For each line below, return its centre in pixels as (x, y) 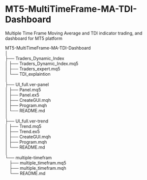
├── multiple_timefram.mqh (38, 168)
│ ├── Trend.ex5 (23, 131)
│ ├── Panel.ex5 (22, 95)
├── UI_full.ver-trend (27, 121)
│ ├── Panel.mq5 (23, 90)
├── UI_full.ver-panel (27, 84)
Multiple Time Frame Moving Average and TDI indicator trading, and (74, 33)
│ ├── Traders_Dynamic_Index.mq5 (42, 63)
